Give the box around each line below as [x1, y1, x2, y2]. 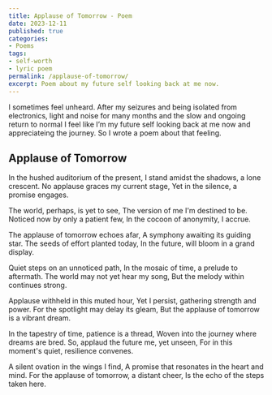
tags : [8, 49, 27, 58]
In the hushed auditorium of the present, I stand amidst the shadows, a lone [8, 173, 261, 182]
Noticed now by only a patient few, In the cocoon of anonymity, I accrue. [8, 214, 252, 224]
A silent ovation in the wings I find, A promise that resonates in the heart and [8, 362, 264, 371]
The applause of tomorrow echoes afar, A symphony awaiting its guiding [8, 230, 252, 240]
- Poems [8, 42, 35, 50]
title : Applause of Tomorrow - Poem [8, 11, 132, 20]
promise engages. [8, 190, 69, 200]
